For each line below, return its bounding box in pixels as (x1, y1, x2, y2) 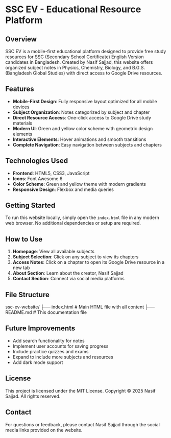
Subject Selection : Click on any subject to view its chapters (12, 254, 139, 260)
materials (12, 120, 32, 126)
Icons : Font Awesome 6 (12, 175, 63, 182)
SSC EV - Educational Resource (5, 4, 141, 15)
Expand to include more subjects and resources (12, 354, 113, 360)
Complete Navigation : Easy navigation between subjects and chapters (12, 141, 162, 148)
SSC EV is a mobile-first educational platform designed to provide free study (5, 48, 166, 54)
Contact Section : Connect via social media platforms (12, 276, 125, 282)
